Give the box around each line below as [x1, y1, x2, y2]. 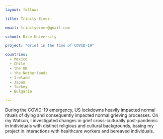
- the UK [9, 66, 28, 71]
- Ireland [9, 75, 30, 80]
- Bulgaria [9, 89, 32, 94]
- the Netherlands [9, 70, 48, 75]
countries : [5, 52, 28, 57]
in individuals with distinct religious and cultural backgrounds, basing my [5, 123, 154, 129]
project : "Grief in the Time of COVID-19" [5, 43, 94, 48]
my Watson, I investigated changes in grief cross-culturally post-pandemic [5, 118, 158, 123]
